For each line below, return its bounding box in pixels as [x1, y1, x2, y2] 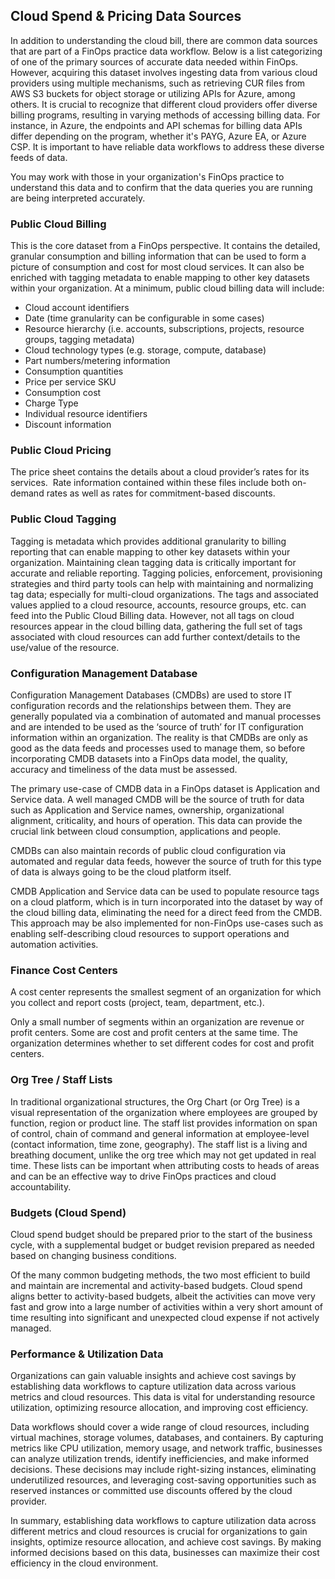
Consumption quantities [24, 365, 124, 378]
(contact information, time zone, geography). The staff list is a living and [10, 1138, 308, 1150]
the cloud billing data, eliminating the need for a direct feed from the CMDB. [10, 907, 323, 918]
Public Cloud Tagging [10, 512, 117, 526]
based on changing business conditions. [10, 1249, 177, 1261]
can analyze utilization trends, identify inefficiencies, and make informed [10, 1453, 310, 1465]
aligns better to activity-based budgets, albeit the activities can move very [10, 1290, 316, 1302]
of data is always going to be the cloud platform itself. [10, 866, 232, 878]
